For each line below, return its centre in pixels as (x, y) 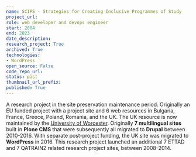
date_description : (28, 39)
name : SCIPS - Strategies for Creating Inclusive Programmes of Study (94, 11)
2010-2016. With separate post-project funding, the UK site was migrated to (97, 135)
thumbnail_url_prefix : (34, 83)
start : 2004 (20, 28)
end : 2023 (18, 33)
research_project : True (35, 45)
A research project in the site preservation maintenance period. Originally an (98, 104)
